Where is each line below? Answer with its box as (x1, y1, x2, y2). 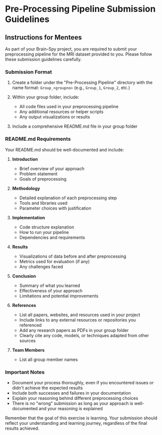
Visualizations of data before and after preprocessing (19, 253, 126, 259)
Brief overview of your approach (19, 166, 85, 171)
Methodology (12, 185, 40, 191)
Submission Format (5, 68, 52, 75)
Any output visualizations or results (19, 114, 90, 120)
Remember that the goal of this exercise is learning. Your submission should (5, 415, 157, 421)
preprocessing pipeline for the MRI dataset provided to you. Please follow (5, 51, 152, 57)
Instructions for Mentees (5, 33, 82, 41)
